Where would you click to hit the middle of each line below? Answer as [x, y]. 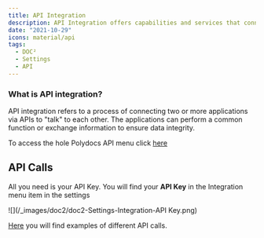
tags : [17, 45]
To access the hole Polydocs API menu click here [88, 143]
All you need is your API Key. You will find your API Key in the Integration [126, 186]
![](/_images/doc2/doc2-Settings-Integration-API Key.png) [103, 210]
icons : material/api [42, 37]
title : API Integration [47, 15]
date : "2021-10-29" [40, 30]
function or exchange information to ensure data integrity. [101, 128]
